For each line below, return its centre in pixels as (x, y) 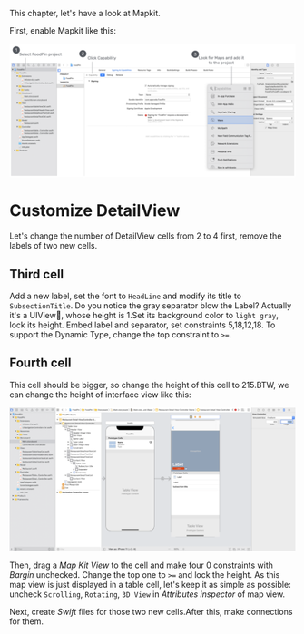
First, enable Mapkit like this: (63, 30)
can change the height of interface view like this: (101, 395)
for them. (26, 621)
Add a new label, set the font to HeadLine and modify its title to (126, 296)
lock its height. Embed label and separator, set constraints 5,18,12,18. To (142, 325)
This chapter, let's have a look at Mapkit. (85, 13)
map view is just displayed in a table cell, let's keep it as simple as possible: (151, 585)
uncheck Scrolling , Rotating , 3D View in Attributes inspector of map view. (147, 594)
